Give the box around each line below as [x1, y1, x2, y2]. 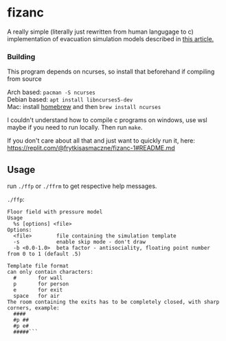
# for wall [13, 274, 63, 282]
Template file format [7, 263, 69, 270]
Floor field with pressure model [7, 209, 103, 215]
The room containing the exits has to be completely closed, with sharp [7, 298, 220, 306]
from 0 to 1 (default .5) [7, 250, 81, 258]
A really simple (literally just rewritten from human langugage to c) [7, 27, 194, 36]
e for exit [13, 287, 63, 294]
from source [7, 75, 43, 83]
